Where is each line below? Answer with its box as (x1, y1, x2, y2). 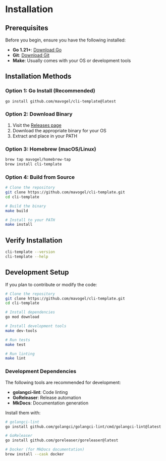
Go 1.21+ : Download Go (12, 47, 62, 53)
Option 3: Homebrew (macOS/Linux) (5, 145, 97, 152)
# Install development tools (5, 324, 67, 329)
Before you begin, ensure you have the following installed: (5, 37, 126, 43)
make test (5, 342, 26, 347)
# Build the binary (5, 203, 46, 209)
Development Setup (5, 268, 69, 277)
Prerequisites (5, 24, 48, 32)
